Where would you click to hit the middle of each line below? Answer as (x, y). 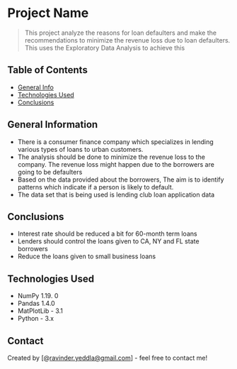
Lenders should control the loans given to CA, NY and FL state (108, 241)
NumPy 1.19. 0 (38, 296)
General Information (53, 125)
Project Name (48, 13)
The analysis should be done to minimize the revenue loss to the (111, 157)
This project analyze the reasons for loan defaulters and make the (121, 33)
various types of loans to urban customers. (80, 149)
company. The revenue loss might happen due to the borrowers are (116, 164)
